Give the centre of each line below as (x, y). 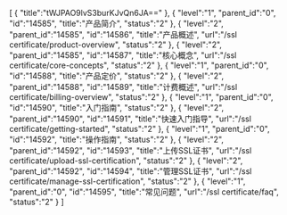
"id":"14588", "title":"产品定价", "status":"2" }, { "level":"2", (117, 76)
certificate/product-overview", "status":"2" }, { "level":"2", (116, 45)
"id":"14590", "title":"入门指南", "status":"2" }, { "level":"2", (117, 107)
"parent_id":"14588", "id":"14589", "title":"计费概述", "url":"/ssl (123, 87)
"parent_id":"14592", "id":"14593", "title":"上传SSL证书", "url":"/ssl (131, 150)
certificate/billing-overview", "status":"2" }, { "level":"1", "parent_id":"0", (141, 97)
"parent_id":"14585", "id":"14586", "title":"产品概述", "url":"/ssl (123, 34)
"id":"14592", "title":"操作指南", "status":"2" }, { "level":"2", (117, 139)
